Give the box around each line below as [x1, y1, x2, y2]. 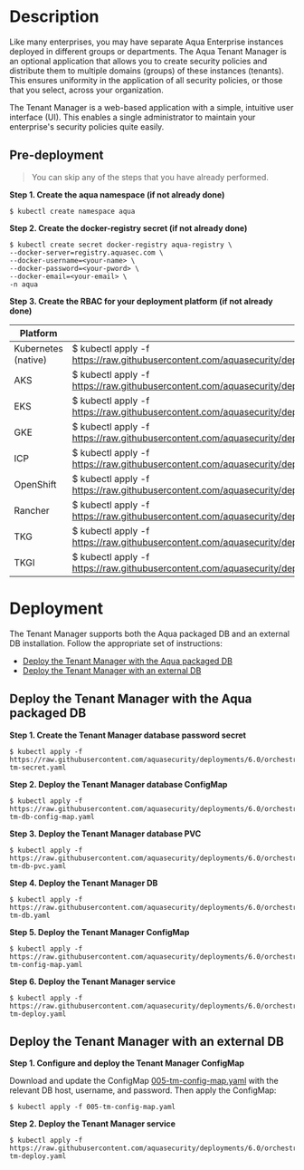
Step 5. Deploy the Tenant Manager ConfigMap [9, 926, 190, 937]
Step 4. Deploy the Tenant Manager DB [9, 877, 158, 888]
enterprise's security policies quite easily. [9, 121, 165, 132]
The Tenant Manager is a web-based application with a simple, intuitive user [9, 102, 294, 112]
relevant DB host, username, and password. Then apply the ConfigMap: [9, 1085, 277, 1096]
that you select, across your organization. [9, 84, 165, 95]
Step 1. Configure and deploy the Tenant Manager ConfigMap [9, 1058, 245, 1068]
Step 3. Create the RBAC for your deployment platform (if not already [9, 295, 273, 306]
